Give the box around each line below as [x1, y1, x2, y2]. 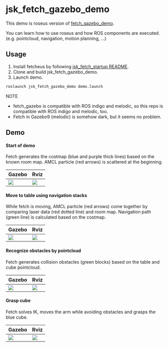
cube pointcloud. [6, 264, 41, 270]
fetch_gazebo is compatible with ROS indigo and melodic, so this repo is [13, 103, 163, 109]
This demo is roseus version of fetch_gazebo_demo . [6, 20, 115, 26]
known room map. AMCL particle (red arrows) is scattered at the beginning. [6, 159, 163, 165]
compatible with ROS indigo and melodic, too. [13, 108, 108, 114]
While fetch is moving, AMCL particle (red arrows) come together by [6, 204, 148, 210]
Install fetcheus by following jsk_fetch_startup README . [13, 63, 129, 69]
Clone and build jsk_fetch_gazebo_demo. [13, 69, 98, 75]
